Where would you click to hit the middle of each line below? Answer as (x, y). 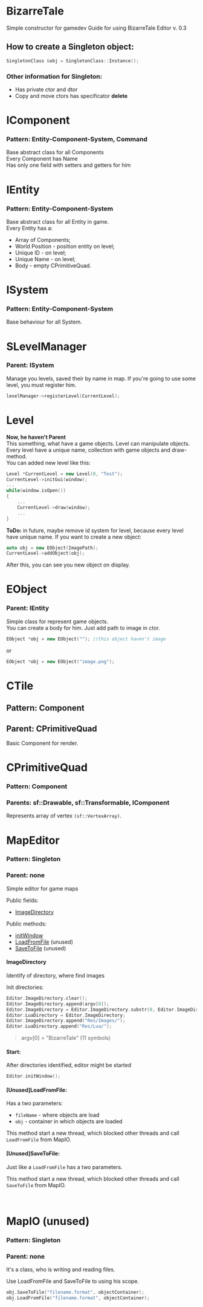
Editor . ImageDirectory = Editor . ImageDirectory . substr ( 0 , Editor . (92, 1010)
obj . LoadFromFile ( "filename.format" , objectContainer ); (78, 1298)
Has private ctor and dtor (46, 89)
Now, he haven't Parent (36, 437)
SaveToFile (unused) (40, 948)
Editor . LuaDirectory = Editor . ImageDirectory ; (66, 1015)
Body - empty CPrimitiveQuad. (53, 265)
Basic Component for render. (42, 743)
